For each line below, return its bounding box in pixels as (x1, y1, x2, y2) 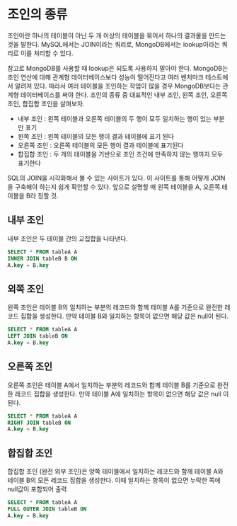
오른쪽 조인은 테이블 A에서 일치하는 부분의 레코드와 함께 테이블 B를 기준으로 (7, 380, 216, 389)
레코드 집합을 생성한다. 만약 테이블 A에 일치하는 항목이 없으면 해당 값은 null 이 (14, 389, 229, 398)
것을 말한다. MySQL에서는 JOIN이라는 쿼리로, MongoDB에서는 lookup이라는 (7, 40, 221, 48)
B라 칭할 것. (25, 191, 59, 200)
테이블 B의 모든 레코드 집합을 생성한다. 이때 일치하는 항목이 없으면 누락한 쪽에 (7, 476, 221, 485)
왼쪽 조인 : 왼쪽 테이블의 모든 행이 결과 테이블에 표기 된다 (17, 132, 175, 140)
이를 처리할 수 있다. (20, 49, 74, 57)
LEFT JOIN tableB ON (7, 333, 69, 340)
